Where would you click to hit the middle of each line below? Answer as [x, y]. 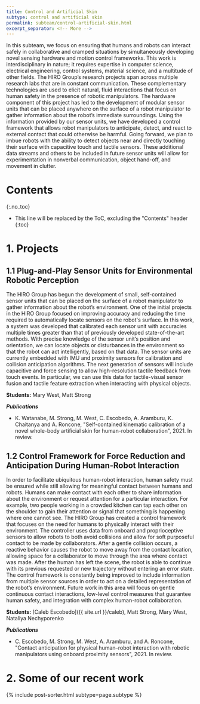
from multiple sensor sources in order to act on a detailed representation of [99, 581]
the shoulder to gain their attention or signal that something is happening [96, 511]
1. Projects [32, 249]
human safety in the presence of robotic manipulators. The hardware [91, 96]
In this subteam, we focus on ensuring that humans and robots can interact [99, 45]
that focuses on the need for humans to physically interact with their [90, 524]
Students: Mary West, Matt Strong [49, 395]
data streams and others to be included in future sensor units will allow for [98, 154]
